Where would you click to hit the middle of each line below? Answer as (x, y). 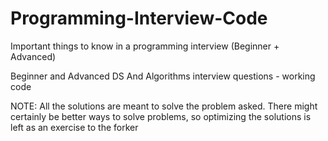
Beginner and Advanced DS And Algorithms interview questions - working (163, 76)
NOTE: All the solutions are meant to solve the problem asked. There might (164, 106)
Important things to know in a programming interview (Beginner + (145, 46)
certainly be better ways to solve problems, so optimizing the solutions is (161, 116)
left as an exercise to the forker (74, 127)
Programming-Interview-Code (139, 18)
